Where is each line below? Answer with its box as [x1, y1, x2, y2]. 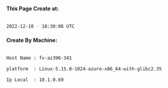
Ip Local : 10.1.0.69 [6, 77, 64, 83]
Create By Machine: [6, 36, 58, 43]
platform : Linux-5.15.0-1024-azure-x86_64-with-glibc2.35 [6, 66, 163, 72]
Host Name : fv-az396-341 [6, 55, 72, 61]
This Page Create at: [6, 5, 59, 12]
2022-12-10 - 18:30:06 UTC [6, 24, 75, 30]
